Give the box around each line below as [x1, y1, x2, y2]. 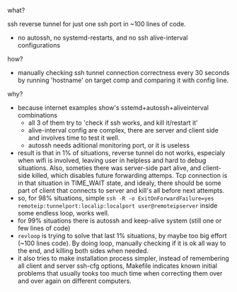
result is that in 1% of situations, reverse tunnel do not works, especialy [17, 149, 226, 157]
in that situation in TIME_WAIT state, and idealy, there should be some [17, 179, 221, 187]
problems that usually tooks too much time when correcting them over [17, 269, 223, 277]
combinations [17, 111, 58, 119]
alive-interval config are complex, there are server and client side [28, 126, 219, 134]
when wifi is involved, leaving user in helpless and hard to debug [17, 156, 207, 164]
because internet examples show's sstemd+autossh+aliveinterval [17, 103, 209, 112]
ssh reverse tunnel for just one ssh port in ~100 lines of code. [7, 20, 186, 28]
